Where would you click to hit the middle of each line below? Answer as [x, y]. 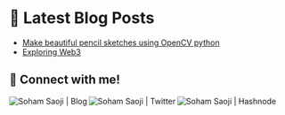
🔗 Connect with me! [65, 80]
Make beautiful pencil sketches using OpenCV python [121, 42]
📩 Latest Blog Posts [82, 18]
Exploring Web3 [52, 51]
